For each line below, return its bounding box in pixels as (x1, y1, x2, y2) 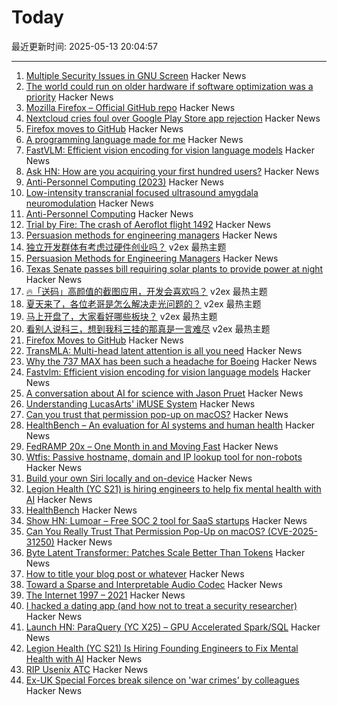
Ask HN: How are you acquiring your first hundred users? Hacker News (25, 165, 320, 177)
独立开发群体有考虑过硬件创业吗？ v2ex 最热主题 (25, 241, 227, 253)
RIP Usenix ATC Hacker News (25, 663, 149, 675)
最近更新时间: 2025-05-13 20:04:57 (11, 40, 159, 52)
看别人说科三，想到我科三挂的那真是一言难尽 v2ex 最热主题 (25, 322, 271, 335)
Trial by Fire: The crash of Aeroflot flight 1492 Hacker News (25, 218, 271, 230)
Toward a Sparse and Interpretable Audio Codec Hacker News (25, 578, 283, 590)
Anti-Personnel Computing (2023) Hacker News (25, 176, 224, 188)
